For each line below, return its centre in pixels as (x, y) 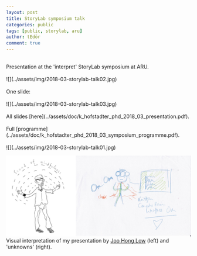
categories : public (30, 25)
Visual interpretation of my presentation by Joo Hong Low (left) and (88, 241)
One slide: (18, 91)
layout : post (22, 12)
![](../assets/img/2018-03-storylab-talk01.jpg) (61, 147)
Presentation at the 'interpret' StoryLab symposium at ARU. (78, 67)
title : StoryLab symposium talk (45, 18)
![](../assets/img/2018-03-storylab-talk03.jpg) (62, 104)
